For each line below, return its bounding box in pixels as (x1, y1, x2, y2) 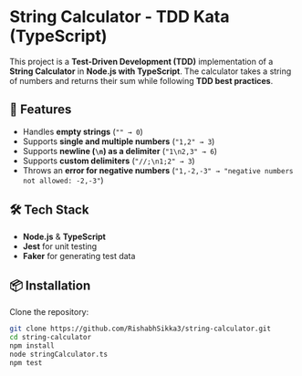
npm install (9, 341, 55, 350)
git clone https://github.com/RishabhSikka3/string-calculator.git (9, 324, 272, 334)
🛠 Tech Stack (9, 203, 89, 218)
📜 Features (9, 102, 72, 118)
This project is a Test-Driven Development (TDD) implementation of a (9, 56, 274, 67)
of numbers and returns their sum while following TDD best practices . (9, 75, 274, 86)
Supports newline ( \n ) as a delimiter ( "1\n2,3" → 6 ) (22, 145, 217, 156)
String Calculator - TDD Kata (9, 6, 230, 27)
